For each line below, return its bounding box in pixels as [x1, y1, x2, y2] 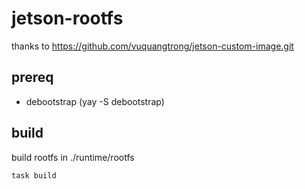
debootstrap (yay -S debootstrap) [25, 95, 165, 107]
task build [11, 170, 57, 181]
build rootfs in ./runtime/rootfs [11, 151, 135, 163]
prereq [11, 69, 54, 86]
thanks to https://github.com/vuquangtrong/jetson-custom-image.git [11, 40, 294, 52]
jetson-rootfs [11, 7, 124, 30]
